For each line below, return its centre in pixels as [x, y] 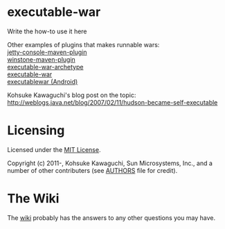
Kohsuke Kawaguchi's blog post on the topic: [72, 95]
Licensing [36, 131]
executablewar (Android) [43, 81]
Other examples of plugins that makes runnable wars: [83, 44]
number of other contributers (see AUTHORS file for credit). [92, 170]
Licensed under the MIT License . [54, 149]
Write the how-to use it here [47, 31]
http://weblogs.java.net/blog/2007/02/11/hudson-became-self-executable [112, 102]
